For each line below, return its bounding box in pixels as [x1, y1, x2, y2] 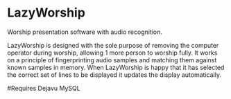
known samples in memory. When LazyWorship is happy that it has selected [7, 63, 225, 71]
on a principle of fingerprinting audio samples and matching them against [7, 55, 217, 64]
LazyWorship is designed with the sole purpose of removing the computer [7, 41, 219, 49]
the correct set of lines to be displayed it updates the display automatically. [7, 71, 222, 79]
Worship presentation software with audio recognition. [7, 28, 163, 36]
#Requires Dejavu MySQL [7, 84, 81, 92]
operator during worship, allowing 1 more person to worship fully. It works [7, 48, 218, 57]
